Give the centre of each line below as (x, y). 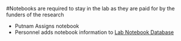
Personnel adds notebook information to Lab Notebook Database (94, 32)
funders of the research (35, 15)
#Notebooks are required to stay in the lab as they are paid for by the (90, 8)
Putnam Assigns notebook (47, 26)
